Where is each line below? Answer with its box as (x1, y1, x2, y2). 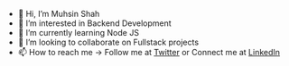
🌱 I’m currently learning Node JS (17, 28, 140, 37)
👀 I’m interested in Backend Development (17, 18, 172, 29)
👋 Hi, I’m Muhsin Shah (17, 9, 100, 19)
